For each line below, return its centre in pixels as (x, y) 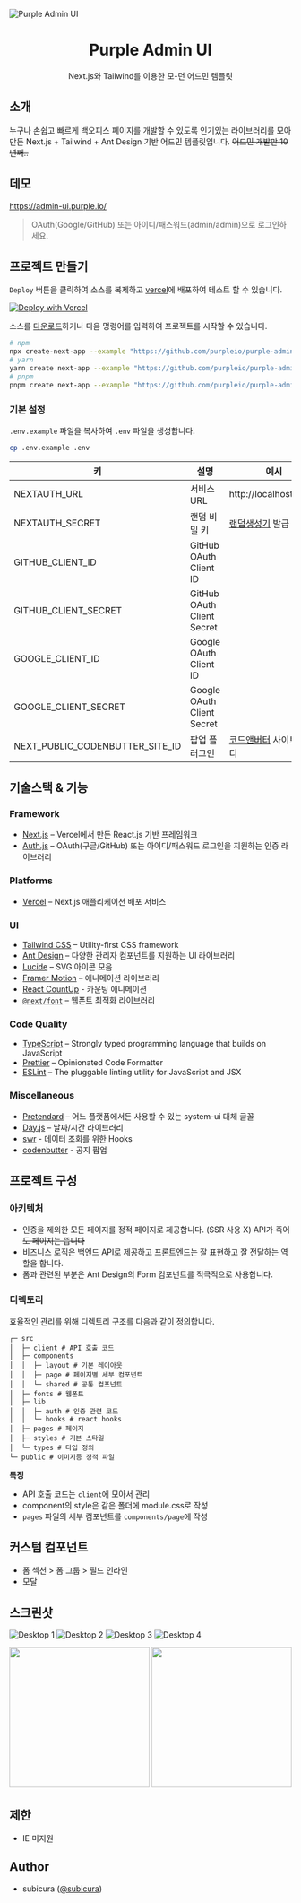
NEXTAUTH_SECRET (57, 523)
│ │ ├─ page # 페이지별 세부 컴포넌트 (76, 1375)
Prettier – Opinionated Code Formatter (93, 1063)
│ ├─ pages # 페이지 (47, 1429)
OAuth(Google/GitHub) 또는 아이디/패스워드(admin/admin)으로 (143, 224)
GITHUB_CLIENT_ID (55, 562)
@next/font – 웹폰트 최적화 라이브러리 (88, 1001)
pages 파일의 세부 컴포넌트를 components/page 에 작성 (115, 1516)
